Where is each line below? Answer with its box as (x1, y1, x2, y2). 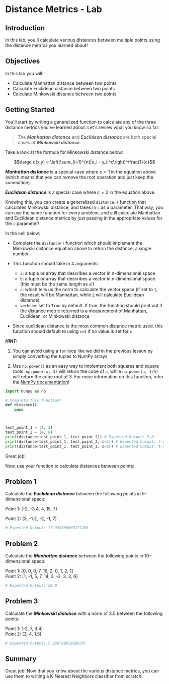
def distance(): (5, 403, 39, 408)
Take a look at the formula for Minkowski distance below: (5, 149, 123, 155)
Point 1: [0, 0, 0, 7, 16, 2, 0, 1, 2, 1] (5, 568, 73, 574)
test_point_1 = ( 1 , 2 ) (5, 425, 53, 430)
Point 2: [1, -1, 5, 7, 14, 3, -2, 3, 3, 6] (5, 574, 78, 579)
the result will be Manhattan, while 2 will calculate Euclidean (20, 292, 144, 298)
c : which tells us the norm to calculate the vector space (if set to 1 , (20, 286, 158, 292)
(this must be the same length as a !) (20, 281, 95, 287)
